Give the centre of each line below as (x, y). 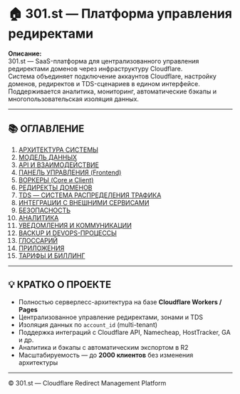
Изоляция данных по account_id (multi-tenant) (88, 324)
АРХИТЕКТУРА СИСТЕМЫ (58, 150)
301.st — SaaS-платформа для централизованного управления (104, 61)
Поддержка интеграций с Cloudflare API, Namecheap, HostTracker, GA (124, 332)
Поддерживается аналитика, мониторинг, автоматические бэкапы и (112, 91)
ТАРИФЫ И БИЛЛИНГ (52, 255)
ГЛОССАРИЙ (38, 240)
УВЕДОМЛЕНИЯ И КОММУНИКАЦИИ (75, 225)
